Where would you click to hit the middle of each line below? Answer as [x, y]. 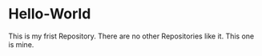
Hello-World [50, 14]
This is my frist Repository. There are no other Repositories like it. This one [131, 36]
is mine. [21, 44]
